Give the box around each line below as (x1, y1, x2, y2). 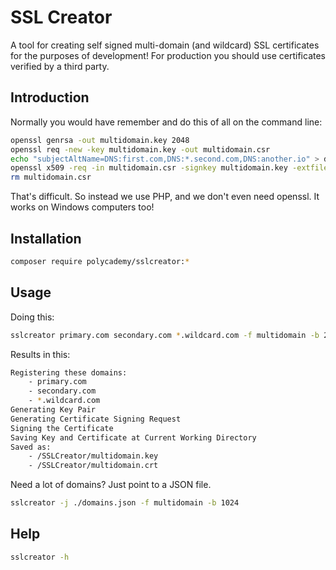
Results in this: (10, 348, 71, 360)
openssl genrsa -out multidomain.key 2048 (10, 135, 190, 145)
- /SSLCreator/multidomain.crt (28, 461, 159, 471)
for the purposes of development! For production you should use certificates (10, 49, 326, 61)
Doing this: (10, 311, 55, 323)
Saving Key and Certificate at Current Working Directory (10, 432, 257, 443)
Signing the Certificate (10, 423, 114, 433)
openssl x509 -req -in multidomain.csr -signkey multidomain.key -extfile (10, 163, 329, 173)
